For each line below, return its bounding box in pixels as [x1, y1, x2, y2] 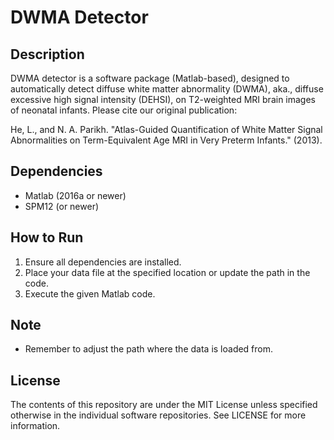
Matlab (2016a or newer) [24, 189, 127, 201]
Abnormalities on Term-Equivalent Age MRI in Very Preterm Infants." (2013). [10, 134, 323, 146]
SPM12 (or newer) [24, 200, 100, 212]
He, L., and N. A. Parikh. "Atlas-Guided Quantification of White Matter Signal [10, 124, 323, 135]
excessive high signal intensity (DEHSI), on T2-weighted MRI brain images [10, 94, 316, 105]
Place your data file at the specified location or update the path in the [24, 266, 311, 278]
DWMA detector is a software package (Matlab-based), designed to [10, 72, 290, 84]
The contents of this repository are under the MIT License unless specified [10, 399, 318, 411]
